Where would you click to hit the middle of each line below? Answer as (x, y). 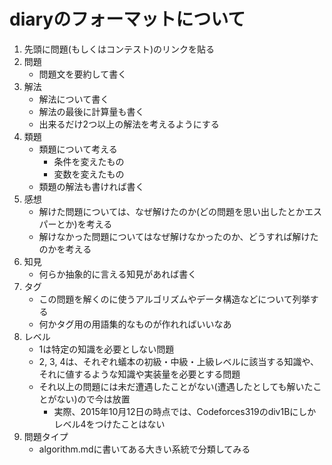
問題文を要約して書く (82, 74)
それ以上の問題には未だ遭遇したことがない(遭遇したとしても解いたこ (180, 386)
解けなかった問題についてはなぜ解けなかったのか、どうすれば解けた (178, 236)
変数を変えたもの (89, 174)
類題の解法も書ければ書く (91, 186)
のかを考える (65, 249)
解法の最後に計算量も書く (91, 111)
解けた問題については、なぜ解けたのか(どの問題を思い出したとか (171, 211)
